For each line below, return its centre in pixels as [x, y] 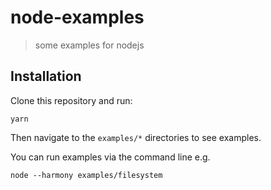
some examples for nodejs [89, 45]
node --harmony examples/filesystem [86, 175]
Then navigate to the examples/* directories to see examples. [136, 137]
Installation [46, 76]
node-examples [77, 17]
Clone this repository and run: [71, 100]
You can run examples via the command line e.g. [110, 157]
